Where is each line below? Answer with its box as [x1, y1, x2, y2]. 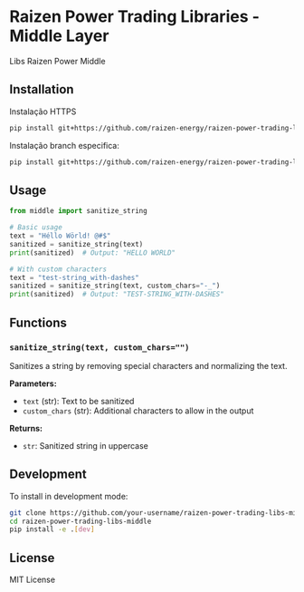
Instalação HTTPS [9, 106, 77, 117]
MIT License [9, 574, 56, 586]
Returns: [9, 422, 43, 433]
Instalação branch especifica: [9, 140, 119, 150]
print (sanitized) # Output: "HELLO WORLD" [9, 247, 176, 257]
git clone [9, 508, 47, 518]
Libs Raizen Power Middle [9, 55, 106, 66]
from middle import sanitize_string [9, 207, 147, 216]
